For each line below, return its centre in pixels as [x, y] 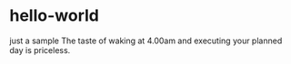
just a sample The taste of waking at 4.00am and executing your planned [146, 41]
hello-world [55, 16]
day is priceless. [40, 50]
